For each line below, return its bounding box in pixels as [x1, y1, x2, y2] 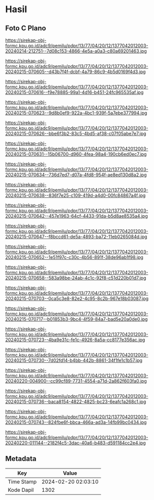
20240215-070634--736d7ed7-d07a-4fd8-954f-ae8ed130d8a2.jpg [5, 172, 147, 178]
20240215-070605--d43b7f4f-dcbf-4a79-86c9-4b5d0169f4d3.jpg [5, 69, 146, 75]
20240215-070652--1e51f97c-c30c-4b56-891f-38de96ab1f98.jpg [5, 254, 144, 260]
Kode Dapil [8, 486, 34, 493]
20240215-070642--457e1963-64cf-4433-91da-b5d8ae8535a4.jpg [5, 213, 148, 219]
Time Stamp [8, 478, 37, 485]
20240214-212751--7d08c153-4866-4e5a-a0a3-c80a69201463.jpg [5, 48, 147, 54]
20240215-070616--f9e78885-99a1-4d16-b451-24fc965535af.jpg [5, 89, 144, 95]
